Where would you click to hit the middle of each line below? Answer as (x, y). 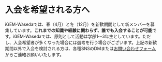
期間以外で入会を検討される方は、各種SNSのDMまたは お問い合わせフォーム (81, 48)
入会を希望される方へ (48, 10)
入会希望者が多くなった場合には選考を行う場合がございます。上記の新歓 (85, 42)
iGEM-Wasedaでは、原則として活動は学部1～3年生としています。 (78, 36)
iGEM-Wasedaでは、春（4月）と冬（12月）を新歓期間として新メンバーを (78, 24)
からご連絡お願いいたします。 (35, 54)
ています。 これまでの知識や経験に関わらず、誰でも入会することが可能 (83, 30)
